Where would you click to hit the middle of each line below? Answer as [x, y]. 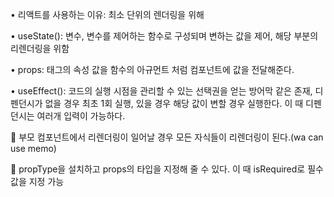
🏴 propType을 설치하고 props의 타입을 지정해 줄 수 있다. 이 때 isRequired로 [158, 169]
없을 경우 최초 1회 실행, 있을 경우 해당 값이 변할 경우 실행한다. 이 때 [174, 103]
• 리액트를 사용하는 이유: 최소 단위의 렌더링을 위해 [107, 14]
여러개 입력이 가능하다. [81, 116]
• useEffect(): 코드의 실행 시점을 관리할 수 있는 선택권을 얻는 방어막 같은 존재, [161, 91]
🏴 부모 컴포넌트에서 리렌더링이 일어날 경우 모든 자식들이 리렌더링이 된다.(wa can [167, 137]
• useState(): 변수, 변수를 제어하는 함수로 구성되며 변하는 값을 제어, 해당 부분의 [164, 36]
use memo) [33, 148]
